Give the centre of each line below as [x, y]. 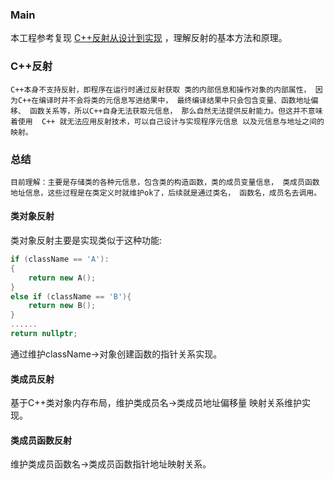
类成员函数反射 [41, 440]
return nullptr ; [44, 334]
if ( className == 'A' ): [60, 259]
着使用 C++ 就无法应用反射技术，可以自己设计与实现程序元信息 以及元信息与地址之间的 [167, 121]
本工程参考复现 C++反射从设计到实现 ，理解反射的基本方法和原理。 [149, 38]
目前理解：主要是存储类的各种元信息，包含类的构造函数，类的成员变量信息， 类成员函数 [165, 182]
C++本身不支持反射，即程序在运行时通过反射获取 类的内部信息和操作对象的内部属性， [161, 89]
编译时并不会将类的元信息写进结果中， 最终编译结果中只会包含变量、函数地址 [175, 100]
